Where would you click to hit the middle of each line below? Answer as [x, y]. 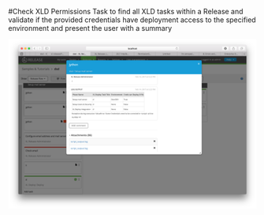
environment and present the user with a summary [90, 28]
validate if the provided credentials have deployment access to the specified [132, 20]
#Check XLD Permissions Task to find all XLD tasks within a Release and [126, 11]
